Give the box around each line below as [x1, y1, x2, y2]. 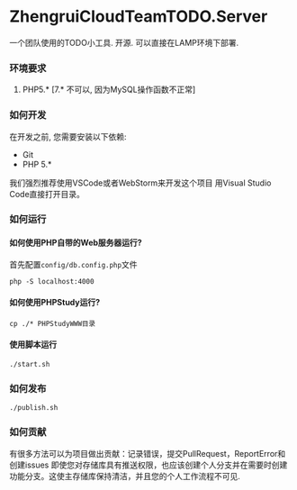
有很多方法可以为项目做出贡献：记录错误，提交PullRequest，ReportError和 [9, 448, 286, 458]
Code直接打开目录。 [9, 188, 85, 199]
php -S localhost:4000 [9, 277, 94, 286]
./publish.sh [9, 404, 58, 413]
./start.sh [9, 360, 50, 369]
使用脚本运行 [9, 340, 57, 350]
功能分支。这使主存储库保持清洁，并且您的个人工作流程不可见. [9, 470, 241, 481]
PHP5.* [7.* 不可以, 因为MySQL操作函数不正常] [22, 84, 196, 95]
